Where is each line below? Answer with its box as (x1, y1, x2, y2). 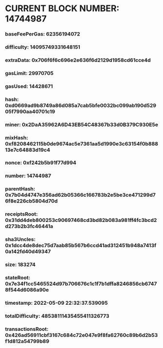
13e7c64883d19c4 (5, 147, 50, 153)
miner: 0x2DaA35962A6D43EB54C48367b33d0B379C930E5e (5, 121, 159, 128)
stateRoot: (5, 275, 31, 281)
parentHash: (5, 185, 36, 192)
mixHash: (5, 134, 28, 141)
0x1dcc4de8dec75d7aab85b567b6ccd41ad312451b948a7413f (5, 242, 157, 249)
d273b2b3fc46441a (5, 223, 54, 230)
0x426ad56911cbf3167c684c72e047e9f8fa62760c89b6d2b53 (5, 331, 158, 338)
